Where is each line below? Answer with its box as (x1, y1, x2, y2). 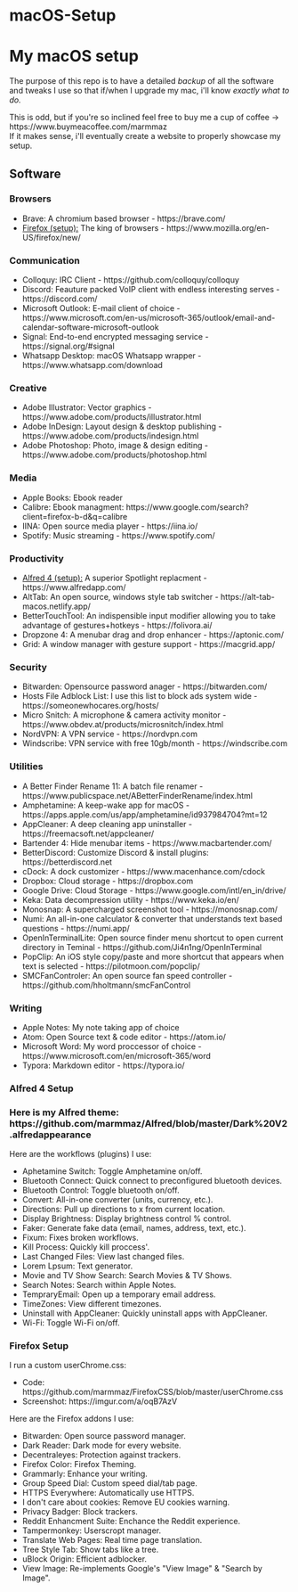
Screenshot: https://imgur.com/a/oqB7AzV (21, 1396, 178, 1407)
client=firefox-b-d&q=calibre (21, 511, 128, 521)
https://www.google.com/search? (125, 501, 249, 513)
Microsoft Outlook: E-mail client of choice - (21, 303, 181, 314)
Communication (9, 254, 80, 267)
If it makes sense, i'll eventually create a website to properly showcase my (9, 131, 282, 142)
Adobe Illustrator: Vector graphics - (21, 402, 152, 413)
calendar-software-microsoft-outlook (21, 322, 159, 332)
